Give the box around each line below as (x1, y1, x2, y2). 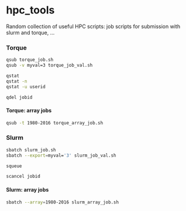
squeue (6, 163, 22, 169)
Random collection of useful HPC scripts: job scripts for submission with (6, 23, 180, 30)
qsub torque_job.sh (6, 57, 54, 63)
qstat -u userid (6, 84, 46, 89)
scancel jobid (6, 174, 41, 179)
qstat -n (6, 78, 27, 84)
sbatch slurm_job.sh (6, 147, 57, 153)
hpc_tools (6, 4, 55, 17)
